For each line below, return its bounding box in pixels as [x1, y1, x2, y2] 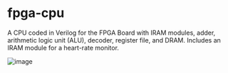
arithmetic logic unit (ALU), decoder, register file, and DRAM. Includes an [7, 35, 221, 44]
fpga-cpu [7, 5, 65, 21]
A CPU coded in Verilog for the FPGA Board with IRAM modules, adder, [7, 28, 216, 37]
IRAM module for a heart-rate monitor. [7, 43, 120, 52]
